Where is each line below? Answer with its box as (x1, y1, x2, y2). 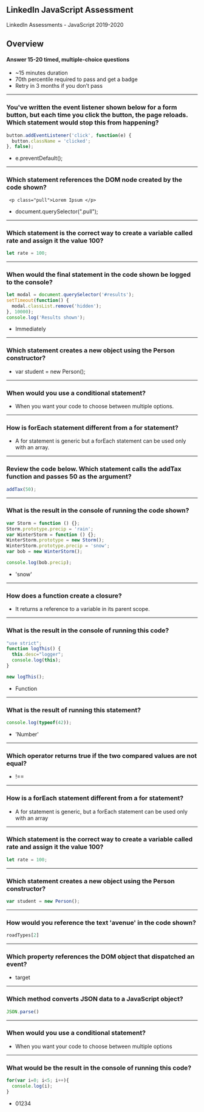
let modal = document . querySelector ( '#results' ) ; (6, 292, 135, 298)
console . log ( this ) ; (12, 657, 61, 663)
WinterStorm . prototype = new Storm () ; (6, 537, 104, 543)
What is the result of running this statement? (6, 705, 141, 714)
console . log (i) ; (12, 1083, 53, 1089)
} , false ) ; (6, 143, 34, 150)
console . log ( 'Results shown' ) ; (6, 314, 86, 321)
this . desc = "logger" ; (12, 652, 64, 658)
